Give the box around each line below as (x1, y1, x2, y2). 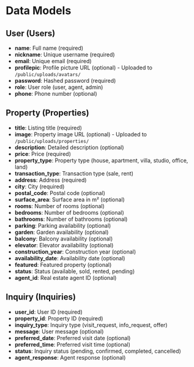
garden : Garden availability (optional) (14, 228, 109, 236)
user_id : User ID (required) (14, 308, 83, 315)
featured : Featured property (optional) (14, 261, 112, 268)
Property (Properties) (6, 108, 89, 118)
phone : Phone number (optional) (14, 90, 97, 97)
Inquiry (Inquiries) (6, 292, 76, 303)
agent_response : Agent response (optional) (14, 353, 126, 361)
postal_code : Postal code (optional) (14, 189, 105, 196)
